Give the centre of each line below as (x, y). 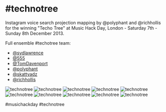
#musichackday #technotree (35, 104)
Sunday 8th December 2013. (35, 33)
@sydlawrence (28, 53)
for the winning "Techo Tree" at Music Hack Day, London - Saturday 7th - (81, 28)
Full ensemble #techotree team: (38, 43)
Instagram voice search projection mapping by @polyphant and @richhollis (83, 23)
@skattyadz (25, 74)
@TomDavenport (30, 63)
